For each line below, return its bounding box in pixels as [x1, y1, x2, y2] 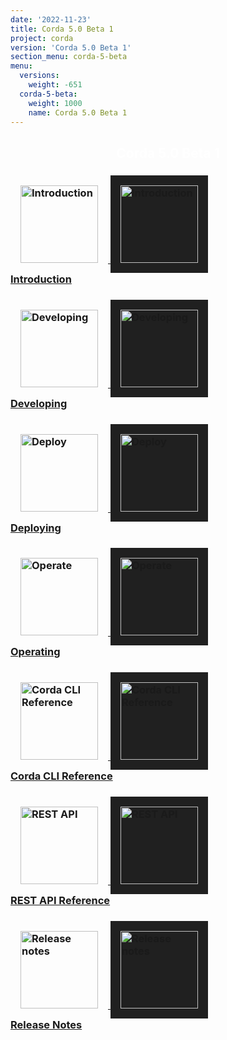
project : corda [10, 33, 74, 43]
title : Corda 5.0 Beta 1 [10, 24, 114, 34]
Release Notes [10, 1018, 83, 1032]
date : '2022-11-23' [10, 14, 92, 25]
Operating [10, 645, 61, 659]
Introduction [10, 272, 72, 286]
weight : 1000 [28, 98, 83, 108]
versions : [19, 71, 60, 81]
